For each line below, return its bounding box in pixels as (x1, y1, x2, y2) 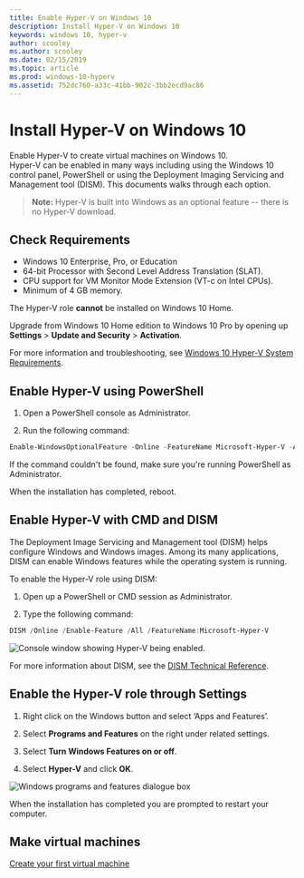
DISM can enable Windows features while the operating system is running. (9, 555, 288, 567)
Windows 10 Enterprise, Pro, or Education (22, 256, 178, 268)
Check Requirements (9, 232, 131, 248)
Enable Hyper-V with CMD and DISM (9, 512, 219, 528)
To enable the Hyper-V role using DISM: (9, 573, 158, 584)
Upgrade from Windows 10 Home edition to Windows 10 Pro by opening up (9, 320, 289, 331)
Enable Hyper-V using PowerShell (9, 383, 204, 399)
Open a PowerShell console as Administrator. (22, 407, 192, 418)
